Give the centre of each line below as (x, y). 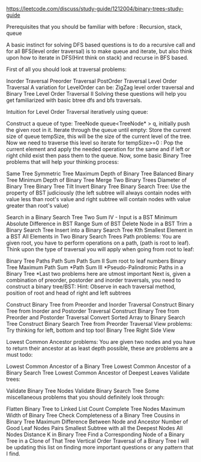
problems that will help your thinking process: (62, 162)
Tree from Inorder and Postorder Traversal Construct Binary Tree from (93, 311)
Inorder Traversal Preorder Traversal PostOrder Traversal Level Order (91, 81)
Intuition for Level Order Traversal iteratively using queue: (77, 112)
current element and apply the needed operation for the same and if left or (98, 149)
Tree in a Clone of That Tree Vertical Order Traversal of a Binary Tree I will (97, 441)
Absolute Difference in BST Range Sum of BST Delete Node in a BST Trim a (99, 223)
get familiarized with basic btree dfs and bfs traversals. (74, 100)
